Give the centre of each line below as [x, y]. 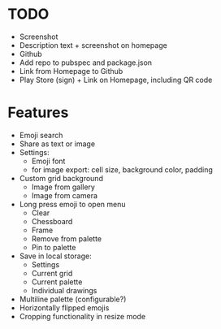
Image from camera [65, 195]
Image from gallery [63, 187]
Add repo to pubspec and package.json [85, 63]
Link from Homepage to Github [71, 71]
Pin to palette [54, 247]
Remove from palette [67, 238]
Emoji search [41, 135]
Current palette [57, 282]
